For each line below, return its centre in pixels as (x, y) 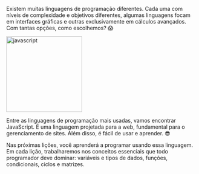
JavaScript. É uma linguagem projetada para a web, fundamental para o (96, 127)
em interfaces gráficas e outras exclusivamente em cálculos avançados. (96, 21)
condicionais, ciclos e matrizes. (45, 164)
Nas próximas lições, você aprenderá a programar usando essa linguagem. (100, 145)
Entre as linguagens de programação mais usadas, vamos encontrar (91, 121)
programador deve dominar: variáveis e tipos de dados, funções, (87, 158)
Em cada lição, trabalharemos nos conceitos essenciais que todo (87, 151)
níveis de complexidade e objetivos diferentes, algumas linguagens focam (98, 15)
